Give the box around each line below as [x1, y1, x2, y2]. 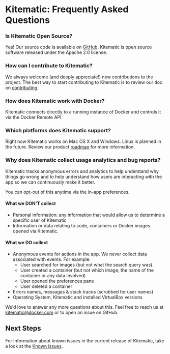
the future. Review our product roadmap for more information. [5, 144, 135, 150]
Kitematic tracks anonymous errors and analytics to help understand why [5, 168, 159, 174]
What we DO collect [5, 240, 48, 246]
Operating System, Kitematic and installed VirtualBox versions [12, 294, 143, 301]
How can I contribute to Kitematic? [5, 62, 93, 69]
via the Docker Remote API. [5, 114, 63, 121]
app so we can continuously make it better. [5, 179, 96, 185]
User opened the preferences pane [20, 278, 94, 284]
